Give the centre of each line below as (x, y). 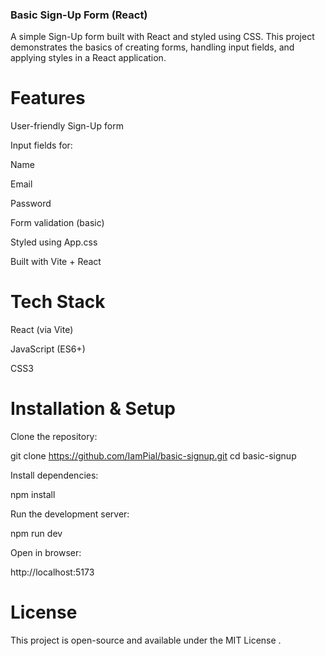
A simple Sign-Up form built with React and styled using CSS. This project (162, 37)
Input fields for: (41, 145)
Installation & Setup (93, 409)
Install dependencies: (54, 475)
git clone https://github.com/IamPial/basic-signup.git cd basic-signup (153, 456)
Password (31, 204)
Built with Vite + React (56, 262)
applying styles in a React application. (88, 58)
